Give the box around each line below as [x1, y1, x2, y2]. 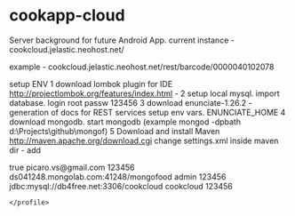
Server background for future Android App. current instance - [9, 35, 235, 45]
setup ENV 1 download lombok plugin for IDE [9, 78, 173, 89]
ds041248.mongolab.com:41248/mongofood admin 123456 [9, 171, 227, 182]
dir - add [9, 144, 42, 156]
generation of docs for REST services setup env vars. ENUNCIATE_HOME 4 [9, 107, 286, 117]
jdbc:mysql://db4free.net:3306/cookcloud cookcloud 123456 [9, 180, 234, 191]
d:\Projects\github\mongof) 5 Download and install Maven [9, 125, 220, 136]
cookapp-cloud [9, 5, 126, 26]
